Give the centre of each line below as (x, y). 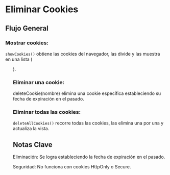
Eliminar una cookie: (39, 82)
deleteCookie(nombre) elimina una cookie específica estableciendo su (87, 93)
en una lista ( (19, 59)
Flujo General (27, 28)
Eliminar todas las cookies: (46, 112)
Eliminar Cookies (42, 9)
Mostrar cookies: (27, 43)
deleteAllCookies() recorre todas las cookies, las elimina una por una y (88, 123)
